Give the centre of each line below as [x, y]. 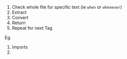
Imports [20, 47]
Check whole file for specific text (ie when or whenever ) [67, 7]
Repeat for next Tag [32, 28]
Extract [19, 12]
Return [19, 23]
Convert [20, 17]
